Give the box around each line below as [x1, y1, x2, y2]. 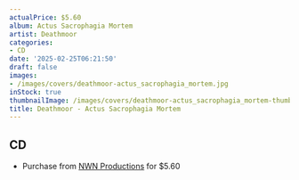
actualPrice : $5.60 [9, 12, 82, 22]
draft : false [9, 63, 58, 72]
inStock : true [9, 87, 62, 96]
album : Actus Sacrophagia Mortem [9, 21, 133, 30]
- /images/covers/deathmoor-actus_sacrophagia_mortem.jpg [9, 79, 229, 88]
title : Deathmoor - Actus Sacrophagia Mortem [9, 104, 181, 113]
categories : [9, 37, 53, 47]
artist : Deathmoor [9, 29, 77, 38]
